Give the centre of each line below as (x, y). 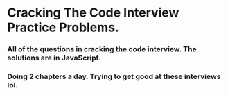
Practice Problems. (63, 27)
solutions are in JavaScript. (54, 58)
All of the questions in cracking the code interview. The (102, 49)
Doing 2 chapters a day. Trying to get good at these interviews (114, 76)
